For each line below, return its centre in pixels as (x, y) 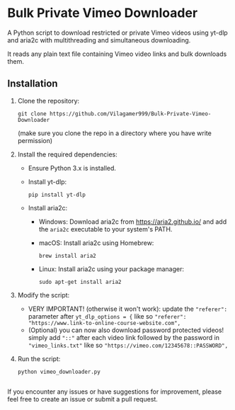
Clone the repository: (48, 101)
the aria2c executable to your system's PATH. (105, 229)
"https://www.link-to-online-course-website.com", (104, 323)
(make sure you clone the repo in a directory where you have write (115, 133)
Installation (33, 84)
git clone (32, 114)
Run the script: (39, 358)
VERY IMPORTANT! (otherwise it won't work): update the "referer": (128, 309)
